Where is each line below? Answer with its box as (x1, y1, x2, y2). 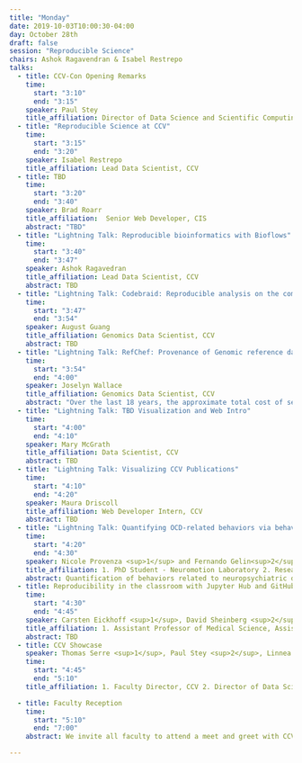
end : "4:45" (32, 607, 78, 616)
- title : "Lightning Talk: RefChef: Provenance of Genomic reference (17, 347, 283, 356)
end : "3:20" (32, 147, 78, 156)
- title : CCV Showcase (17, 641, 102, 650)
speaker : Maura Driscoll (25, 498, 119, 507)
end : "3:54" (32, 314, 78, 324)
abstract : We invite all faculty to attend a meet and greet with (25, 732, 280, 741)
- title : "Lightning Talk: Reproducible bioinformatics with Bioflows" (17, 230, 292, 239)
